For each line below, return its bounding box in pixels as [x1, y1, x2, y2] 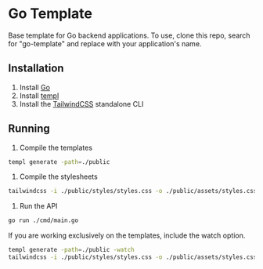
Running [8, 122, 51, 136]
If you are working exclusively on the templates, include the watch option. [8, 231, 246, 240]
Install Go [19, 82, 51, 92]
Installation [8, 62, 64, 75]
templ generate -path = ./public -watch [8, 246, 135, 254]
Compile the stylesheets [19, 172, 98, 181]
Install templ [19, 91, 59, 100]
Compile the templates [19, 143, 92, 152]
